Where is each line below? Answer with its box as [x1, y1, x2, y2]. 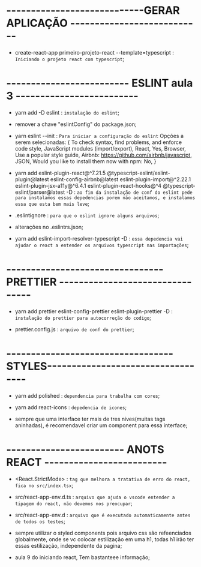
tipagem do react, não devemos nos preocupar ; [14, 499, 133, 507]
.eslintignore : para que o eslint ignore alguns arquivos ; [14, 211, 160, 219]
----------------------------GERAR [6, 4, 180, 17]
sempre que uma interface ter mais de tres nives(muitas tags [14, 415, 166, 422]
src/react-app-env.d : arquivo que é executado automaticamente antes [14, 511, 191, 518]
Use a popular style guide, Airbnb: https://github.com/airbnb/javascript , [14, 151, 192, 158]
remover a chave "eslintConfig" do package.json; [14, 121, 137, 128]
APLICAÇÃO [6, 16, 68, 30]
